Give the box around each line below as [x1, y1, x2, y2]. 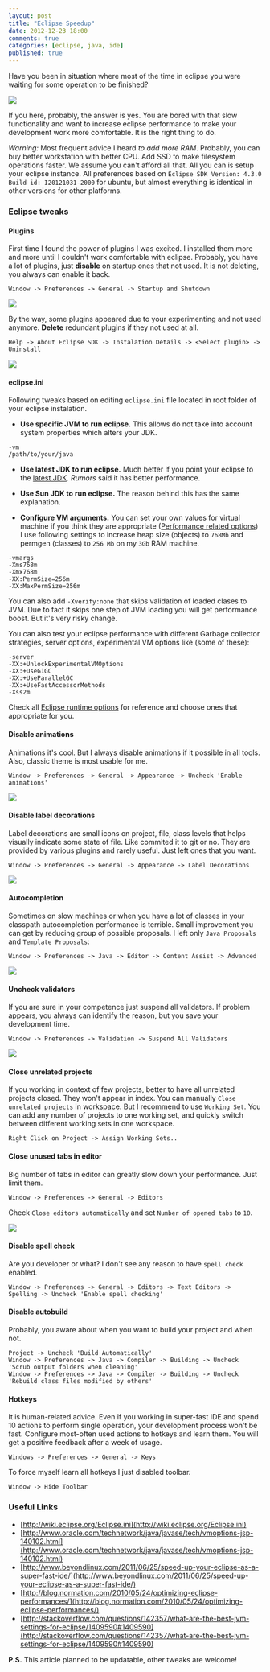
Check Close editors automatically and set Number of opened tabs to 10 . [8, 1208, 253, 1217]
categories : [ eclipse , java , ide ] [8, 42, 125, 50]
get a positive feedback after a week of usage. [8, 1438, 162, 1448]
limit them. [8, 1178, 43, 1188]
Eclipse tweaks [8, 206, 69, 217]
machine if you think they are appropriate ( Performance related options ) [19, 521, 259, 531]
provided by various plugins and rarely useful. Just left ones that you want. [8, 846, 256, 855]
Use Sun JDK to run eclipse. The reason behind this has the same [19, 488, 239, 499]
